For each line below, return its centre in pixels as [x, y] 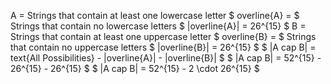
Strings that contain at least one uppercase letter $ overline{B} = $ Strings [163, 36]
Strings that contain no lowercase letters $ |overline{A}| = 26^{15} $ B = [158, 26]
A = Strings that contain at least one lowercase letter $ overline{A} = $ [155, 15]
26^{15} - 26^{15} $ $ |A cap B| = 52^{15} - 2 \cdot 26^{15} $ [135, 68]
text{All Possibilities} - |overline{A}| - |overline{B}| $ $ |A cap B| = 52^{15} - [166, 58]
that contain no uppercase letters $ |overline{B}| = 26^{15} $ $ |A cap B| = [163, 47]
